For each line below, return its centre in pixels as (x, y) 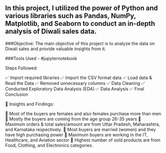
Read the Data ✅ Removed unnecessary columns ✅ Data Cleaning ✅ (75, 83)
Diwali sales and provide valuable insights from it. (56, 49)
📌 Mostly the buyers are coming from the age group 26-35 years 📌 (73, 119)
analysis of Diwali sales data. (51, 32)
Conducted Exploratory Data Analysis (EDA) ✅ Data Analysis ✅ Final (75, 88)
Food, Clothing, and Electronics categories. (49, 145)
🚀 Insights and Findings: (30, 104)
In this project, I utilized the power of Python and (82, 8)
